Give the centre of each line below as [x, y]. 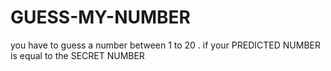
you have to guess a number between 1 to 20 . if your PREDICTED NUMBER [165, 45]
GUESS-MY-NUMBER [100, 17]
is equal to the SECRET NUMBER [77, 55]
